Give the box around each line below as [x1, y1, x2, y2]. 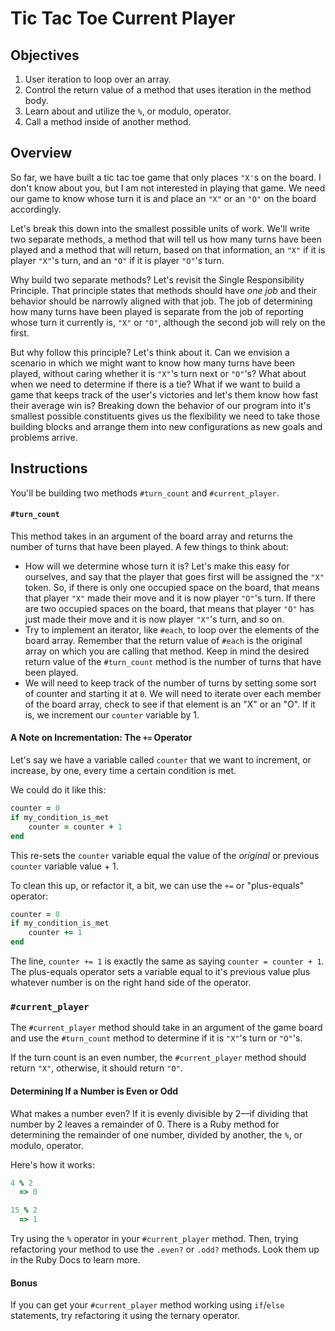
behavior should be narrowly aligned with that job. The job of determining [10, 295, 313, 307]
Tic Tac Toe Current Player [10, 7, 236, 30]
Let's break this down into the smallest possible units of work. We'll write [10, 222, 311, 234]
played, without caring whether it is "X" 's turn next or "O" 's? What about [10, 367, 307, 379]
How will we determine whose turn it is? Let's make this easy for [24, 560, 290, 572]
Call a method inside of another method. [24, 116, 192, 127]
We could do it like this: [10, 784, 107, 796]
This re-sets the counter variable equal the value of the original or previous [10, 849, 320, 861]
